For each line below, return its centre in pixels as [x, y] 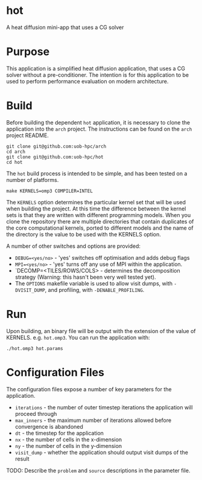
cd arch [16, 152]
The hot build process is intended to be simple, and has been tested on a [97, 174]
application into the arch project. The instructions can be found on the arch [99, 129]
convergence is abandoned [49, 426]
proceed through [36, 414]
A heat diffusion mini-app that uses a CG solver [65, 27]
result [22, 459]
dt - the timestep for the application [59, 433]
